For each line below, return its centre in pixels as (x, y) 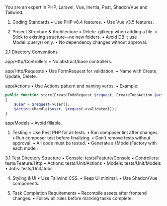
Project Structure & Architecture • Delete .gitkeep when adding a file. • (85, 32)
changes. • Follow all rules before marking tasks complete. (73, 199)
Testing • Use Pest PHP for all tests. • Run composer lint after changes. (85, 133)
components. (26, 184)
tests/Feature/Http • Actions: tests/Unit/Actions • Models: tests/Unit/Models (83, 163)
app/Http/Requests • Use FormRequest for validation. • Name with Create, (82, 71)
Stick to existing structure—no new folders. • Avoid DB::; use (75, 37)
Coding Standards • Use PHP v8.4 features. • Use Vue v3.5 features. (83, 22)
